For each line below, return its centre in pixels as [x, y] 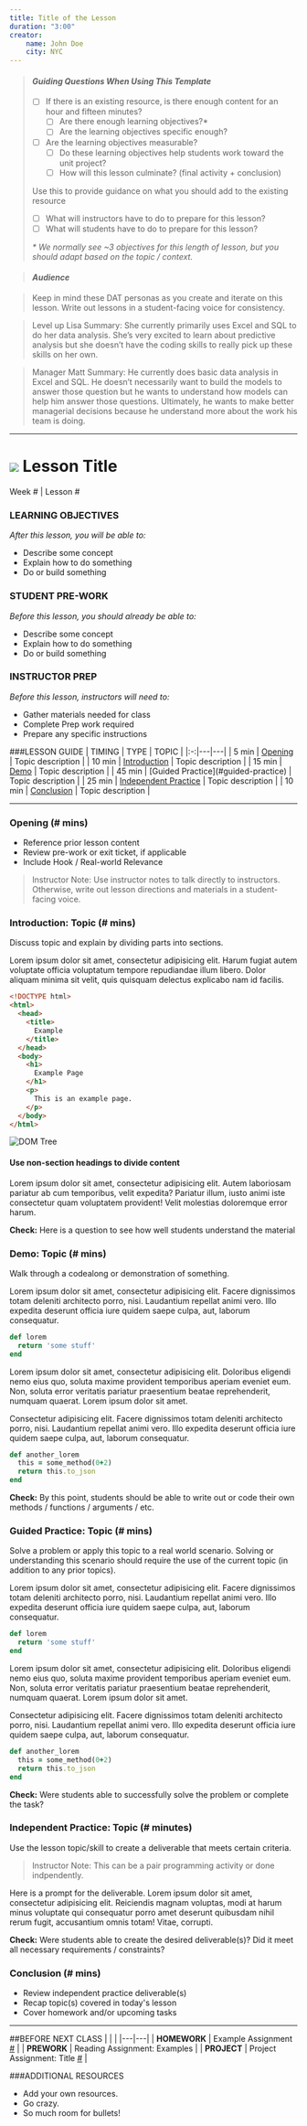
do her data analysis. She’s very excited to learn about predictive [153, 336]
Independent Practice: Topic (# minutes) [101, 1828]
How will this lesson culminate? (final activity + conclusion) [170, 172]
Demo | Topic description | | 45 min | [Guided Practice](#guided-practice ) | [151, 771]
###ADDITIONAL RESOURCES [67, 2076]
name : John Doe [55, 43]
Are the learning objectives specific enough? [143, 132]
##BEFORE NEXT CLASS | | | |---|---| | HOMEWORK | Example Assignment [151, 2039]
